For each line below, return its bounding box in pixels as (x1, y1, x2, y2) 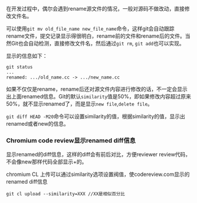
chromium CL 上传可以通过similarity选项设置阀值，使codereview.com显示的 (6, 171, 190, 178)
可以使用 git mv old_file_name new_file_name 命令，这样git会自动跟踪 (6, 25, 175, 32)
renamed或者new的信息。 (6, 120, 69, 127)
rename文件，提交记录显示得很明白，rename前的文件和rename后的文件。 (6, 32, 186, 40)
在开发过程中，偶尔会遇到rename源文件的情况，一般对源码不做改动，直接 (6, 5, 185, 12)
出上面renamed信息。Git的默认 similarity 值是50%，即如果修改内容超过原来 (6, 93, 192, 100)
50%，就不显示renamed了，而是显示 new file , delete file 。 (6, 100, 153, 107)
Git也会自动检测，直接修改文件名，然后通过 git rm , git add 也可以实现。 (11, 40, 185, 47)
